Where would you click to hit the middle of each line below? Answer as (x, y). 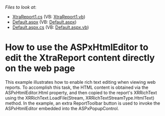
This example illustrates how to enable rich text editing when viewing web (81, 82)
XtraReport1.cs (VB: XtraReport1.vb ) (49, 17)
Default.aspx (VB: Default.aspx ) (44, 22)
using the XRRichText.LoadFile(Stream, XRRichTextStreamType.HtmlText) (80, 98)
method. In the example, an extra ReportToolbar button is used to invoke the (83, 103)
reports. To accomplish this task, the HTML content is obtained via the (77, 87)
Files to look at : (21, 7)
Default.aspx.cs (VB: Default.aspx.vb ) (51, 27)
